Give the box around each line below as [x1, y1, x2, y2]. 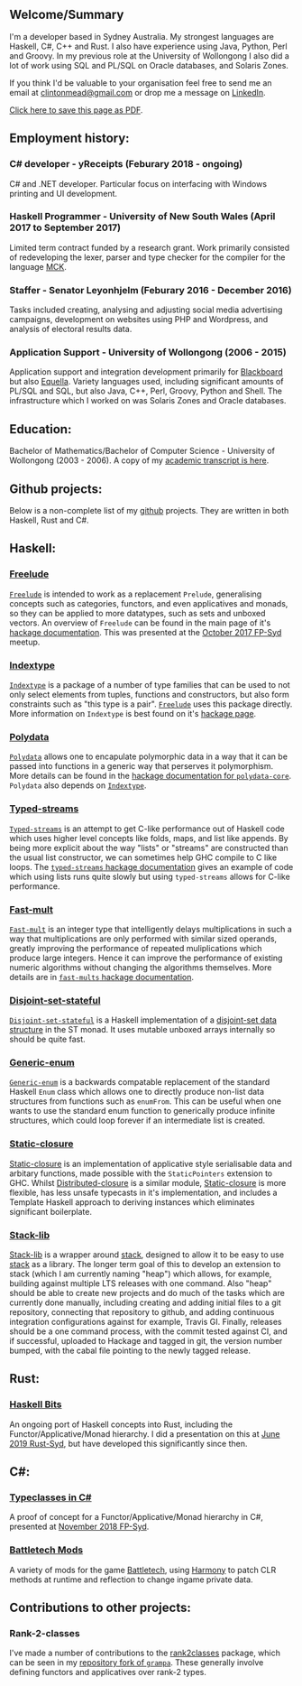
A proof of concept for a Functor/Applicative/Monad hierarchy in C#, [9, 1512, 264, 1523]
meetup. [9, 636, 41, 647]
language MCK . [9, 261, 68, 272]
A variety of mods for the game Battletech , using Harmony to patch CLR [9, 1564, 277, 1575]
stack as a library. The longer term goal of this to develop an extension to [9, 1259, 281, 1270]
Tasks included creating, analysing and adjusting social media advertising [9, 304, 283, 315]
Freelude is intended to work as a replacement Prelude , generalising [9, 588, 262, 599]
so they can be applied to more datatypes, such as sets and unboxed [9, 607, 266, 618]
